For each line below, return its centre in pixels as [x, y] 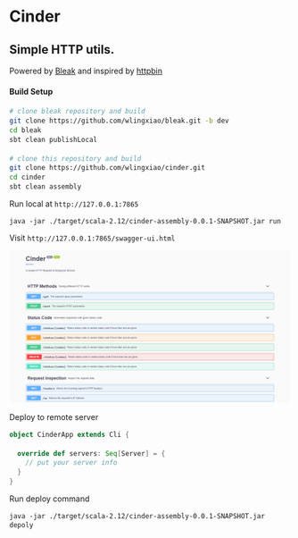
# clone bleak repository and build [77, 112]
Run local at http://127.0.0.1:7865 [74, 204]
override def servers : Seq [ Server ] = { [91, 453]
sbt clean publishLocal [54, 139]
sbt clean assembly [46, 187]
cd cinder [28, 177]
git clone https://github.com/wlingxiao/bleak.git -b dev [119, 121]
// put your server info [71, 463]
